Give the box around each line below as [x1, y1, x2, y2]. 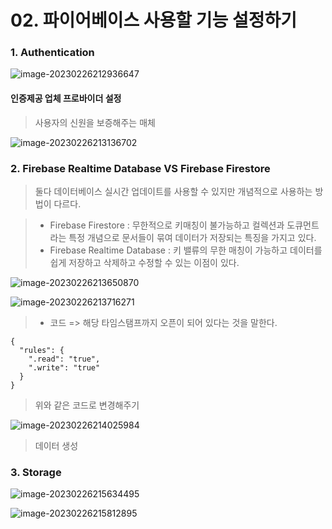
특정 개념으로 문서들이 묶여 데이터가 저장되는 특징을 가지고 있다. [68, 231, 317, 243]
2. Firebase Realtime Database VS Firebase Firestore [10, 161, 271, 175]
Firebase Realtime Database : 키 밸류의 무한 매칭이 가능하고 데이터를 [49, 244, 323, 256]
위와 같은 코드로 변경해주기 [34, 399, 140, 411]
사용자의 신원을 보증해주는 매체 [34, 116, 156, 128]
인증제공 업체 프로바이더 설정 [10, 92, 122, 105]
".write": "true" [28, 362, 101, 373]
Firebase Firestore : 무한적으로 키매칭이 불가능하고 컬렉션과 [49, 219, 285, 231]
